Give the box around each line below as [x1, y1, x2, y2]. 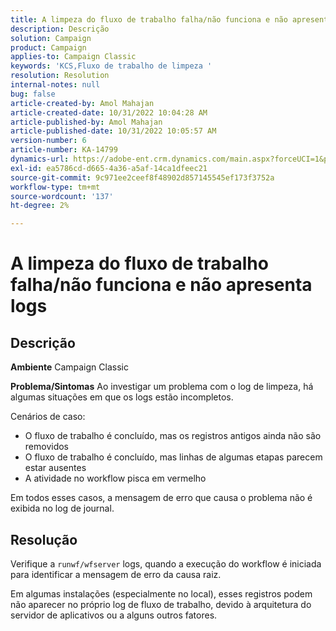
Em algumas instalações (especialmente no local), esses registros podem [10, 587, 313, 600]
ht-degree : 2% [10, 201, 70, 211]
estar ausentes [24, 462, 87, 474]
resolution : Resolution [10, 71, 110, 81]
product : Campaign [10, 42, 87, 53]
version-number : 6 [10, 136, 87, 146]
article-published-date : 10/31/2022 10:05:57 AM [10, 126, 217, 136]
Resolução [10, 531, 78, 548]
